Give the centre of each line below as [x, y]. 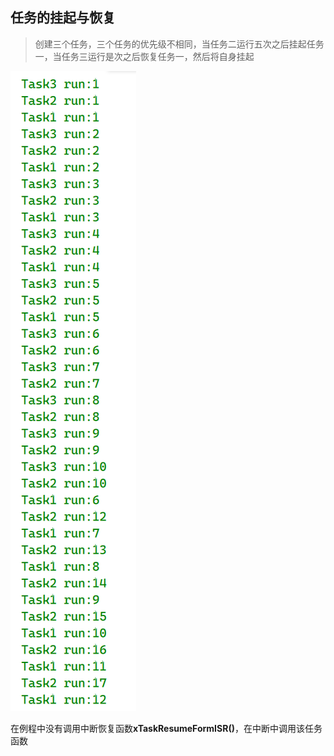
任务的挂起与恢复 [63, 18]
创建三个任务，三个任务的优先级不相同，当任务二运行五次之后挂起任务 [179, 44]
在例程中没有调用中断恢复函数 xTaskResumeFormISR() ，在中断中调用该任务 [166, 728]
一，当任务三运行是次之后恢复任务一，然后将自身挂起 [144, 56]
